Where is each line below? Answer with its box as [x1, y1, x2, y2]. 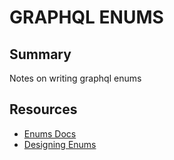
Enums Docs [23, 127, 77, 140]
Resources [9, 101, 78, 118]
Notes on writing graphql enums [9, 72, 142, 84]
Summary [9, 46, 72, 63]
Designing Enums [23, 138, 97, 150]
